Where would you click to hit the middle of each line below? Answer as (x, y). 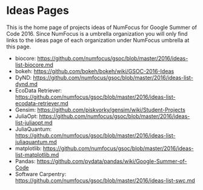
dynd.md (26, 84)
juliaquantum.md (36, 142)
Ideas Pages (38, 11)
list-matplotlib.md (37, 154)
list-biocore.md (34, 65)
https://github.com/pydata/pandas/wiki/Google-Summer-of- (112, 161)
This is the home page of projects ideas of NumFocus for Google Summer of (102, 27)
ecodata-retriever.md (42, 103)
